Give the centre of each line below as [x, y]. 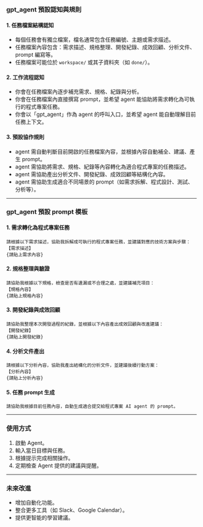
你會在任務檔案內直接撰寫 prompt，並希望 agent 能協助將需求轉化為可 [102, 99]
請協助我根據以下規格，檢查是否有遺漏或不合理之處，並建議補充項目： [81, 283]
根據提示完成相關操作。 [44, 458]
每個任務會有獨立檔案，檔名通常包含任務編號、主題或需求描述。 [94, 40]
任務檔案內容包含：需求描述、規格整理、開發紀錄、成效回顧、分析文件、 [105, 47]
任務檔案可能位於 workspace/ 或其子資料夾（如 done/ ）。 [84, 62]
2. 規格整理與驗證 [28, 269]
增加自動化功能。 [36, 503]
